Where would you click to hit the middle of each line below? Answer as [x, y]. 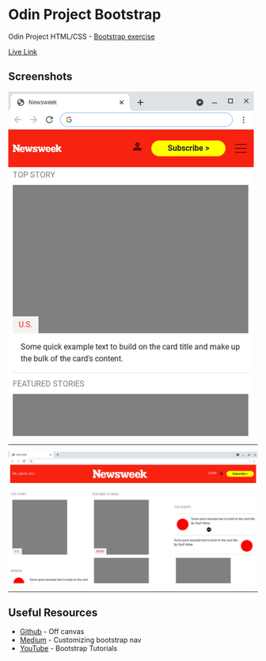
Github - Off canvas [52, 632]
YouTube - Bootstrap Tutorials [68, 648]
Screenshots [40, 77]
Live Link [23, 51]
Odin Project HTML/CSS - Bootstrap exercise [82, 36]
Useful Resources [53, 612]
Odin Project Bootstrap [85, 15]
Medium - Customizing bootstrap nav [80, 640]
